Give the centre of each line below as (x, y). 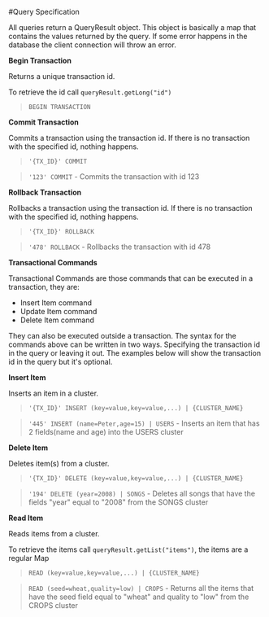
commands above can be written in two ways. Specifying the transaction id (134, 344)
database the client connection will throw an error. (92, 45)
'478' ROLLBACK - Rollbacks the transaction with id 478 (119, 247)
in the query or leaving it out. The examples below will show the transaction (135, 353)
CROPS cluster (53, 605)
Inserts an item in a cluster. (54, 393)
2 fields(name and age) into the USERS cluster (106, 432)
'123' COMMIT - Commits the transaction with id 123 (114, 177)
